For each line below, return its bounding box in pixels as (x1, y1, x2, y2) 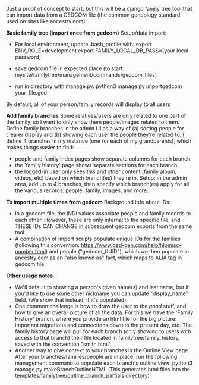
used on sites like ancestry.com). (6, 18, 87, 24)
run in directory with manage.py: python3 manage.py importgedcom (14, 83, 182, 90)
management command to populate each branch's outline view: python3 (14, 359, 193, 367)
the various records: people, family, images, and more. (14, 187, 149, 194)
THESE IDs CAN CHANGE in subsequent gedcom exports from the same (14, 223, 192, 230)
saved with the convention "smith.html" (14, 340, 112, 348)
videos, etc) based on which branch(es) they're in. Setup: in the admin (14, 174, 187, 181)
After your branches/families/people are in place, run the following (14, 353, 178, 360)
